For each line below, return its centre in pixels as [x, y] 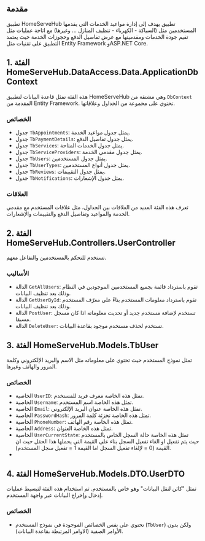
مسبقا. [23, 319]
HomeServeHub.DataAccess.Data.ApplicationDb [102, 72]
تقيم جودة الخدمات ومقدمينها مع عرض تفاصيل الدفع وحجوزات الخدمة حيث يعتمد [97, 37]
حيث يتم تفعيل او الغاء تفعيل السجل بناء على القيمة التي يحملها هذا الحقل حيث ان [107, 442]
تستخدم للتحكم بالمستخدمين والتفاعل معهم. [56, 258]
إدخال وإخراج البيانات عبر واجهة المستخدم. [55, 495]
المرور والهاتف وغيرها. [32, 367]
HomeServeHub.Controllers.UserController [91, 243]
